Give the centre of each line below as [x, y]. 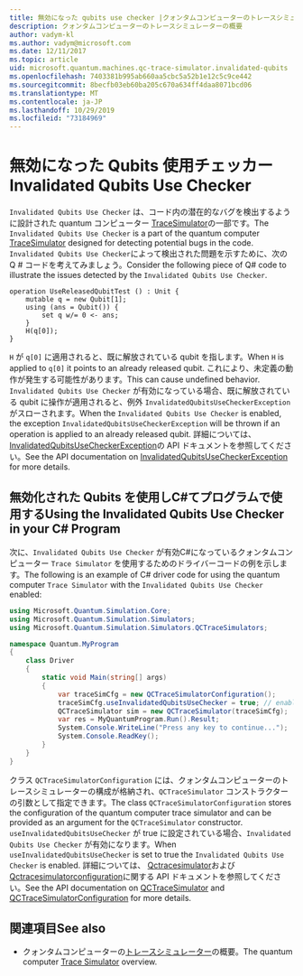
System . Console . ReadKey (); [108, 737]
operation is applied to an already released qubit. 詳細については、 [133, 434]
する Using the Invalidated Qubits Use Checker [153, 514]
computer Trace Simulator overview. [90, 962]
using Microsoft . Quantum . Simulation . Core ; [90, 610]
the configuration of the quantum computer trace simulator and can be [141, 813]
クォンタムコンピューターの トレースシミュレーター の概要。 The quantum [157, 952]
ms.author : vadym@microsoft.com [70, 43]
